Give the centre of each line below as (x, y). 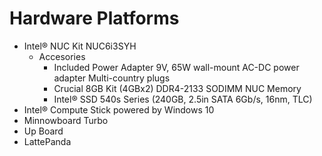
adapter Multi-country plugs (112, 78)
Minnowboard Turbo (66, 120)
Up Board (43, 131)
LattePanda (47, 141)
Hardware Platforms (94, 18)
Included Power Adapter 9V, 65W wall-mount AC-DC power (176, 67)
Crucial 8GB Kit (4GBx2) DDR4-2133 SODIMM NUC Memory (177, 88)
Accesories (62, 56)
